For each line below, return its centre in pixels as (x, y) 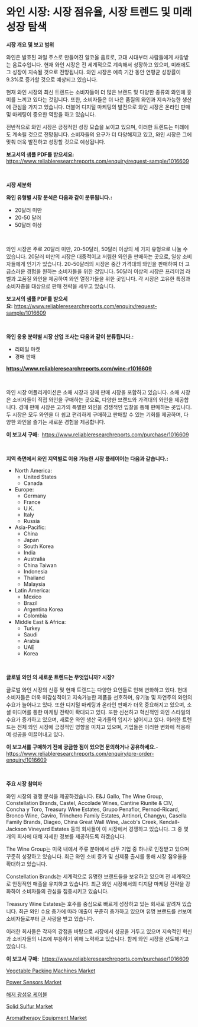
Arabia (32, 641)
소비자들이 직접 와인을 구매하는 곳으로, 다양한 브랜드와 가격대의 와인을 (92, 400)
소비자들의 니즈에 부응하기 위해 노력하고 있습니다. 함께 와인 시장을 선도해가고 (100, 939)
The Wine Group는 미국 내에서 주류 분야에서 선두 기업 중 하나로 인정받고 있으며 (98, 849)
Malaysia (34, 584)
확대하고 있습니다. (27, 864)
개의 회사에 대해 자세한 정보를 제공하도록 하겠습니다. (66, 836)
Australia (34, 559)
